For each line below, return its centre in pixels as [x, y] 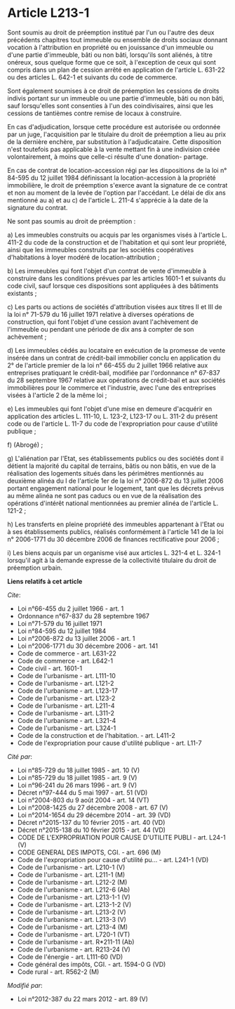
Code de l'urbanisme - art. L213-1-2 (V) [74, 904]
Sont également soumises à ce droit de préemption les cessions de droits [113, 91]
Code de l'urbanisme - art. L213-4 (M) [73, 927]
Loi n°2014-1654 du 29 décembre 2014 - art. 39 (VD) [94, 815]
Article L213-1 [48, 13]
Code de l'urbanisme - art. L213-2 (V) [72, 912]
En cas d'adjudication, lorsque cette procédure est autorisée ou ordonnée [114, 126]
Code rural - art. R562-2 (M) [58, 972]
